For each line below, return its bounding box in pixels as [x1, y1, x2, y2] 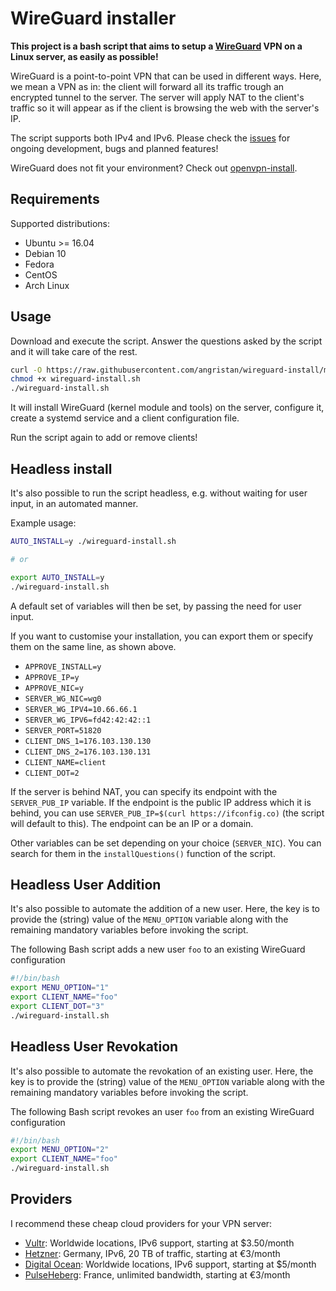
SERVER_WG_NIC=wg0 [24, 693, 102, 704]
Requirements [10, 191, 100, 208]
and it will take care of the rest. [10, 345, 138, 357]
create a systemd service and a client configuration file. [10, 412, 240, 424]
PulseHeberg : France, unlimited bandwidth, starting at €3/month [24, 1268, 291, 1281]
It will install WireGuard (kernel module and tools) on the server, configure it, [10, 402, 325, 414]
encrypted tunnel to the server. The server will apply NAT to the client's [10, 91, 305, 103]
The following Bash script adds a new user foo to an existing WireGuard [10, 943, 306, 956]
